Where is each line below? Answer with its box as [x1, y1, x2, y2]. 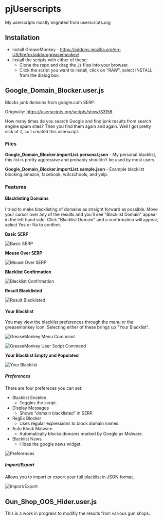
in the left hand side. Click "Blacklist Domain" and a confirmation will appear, [5, 216, 159, 222]
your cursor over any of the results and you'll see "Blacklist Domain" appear [5, 211, 157, 217]
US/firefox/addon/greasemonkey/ [12, 52, 79, 57]
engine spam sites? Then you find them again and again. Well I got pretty [5, 123, 152, 129]
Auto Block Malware [12, 426, 53, 432]
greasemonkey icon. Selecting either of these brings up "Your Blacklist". [5, 324, 150, 330]
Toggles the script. [19, 400, 57, 406]
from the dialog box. [19, 72, 60, 78]
